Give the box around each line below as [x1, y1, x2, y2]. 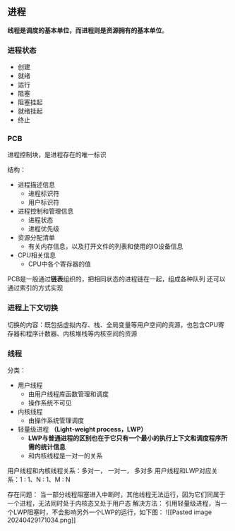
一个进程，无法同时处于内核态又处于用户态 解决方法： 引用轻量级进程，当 [7, 499, 221, 507]
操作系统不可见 [28, 398, 72, 407]
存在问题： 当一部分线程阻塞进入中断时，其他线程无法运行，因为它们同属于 [7, 490, 226, 499]
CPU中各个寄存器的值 [28, 260, 92, 269]
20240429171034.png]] [7, 516, 76, 524]
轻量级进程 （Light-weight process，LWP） [17, 425, 147, 433]
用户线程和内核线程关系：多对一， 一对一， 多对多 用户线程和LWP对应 [7, 467, 212, 475]
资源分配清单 [17, 233, 55, 242]
